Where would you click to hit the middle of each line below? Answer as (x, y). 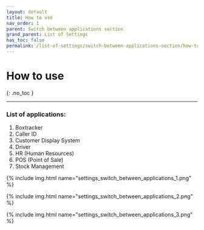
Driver (23, 147)
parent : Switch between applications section (65, 29)
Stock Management (39, 166)
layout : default (27, 12)
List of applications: (36, 114)
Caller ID (26, 134)
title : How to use (29, 18)
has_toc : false (25, 40)
